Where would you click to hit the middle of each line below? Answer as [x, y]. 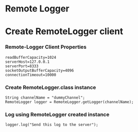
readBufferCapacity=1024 [31, 57]
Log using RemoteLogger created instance [57, 114]
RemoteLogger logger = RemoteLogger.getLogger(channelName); [69, 102]
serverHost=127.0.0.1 [27, 62]
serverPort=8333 [22, 66]
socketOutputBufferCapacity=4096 [40, 70]
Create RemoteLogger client [64, 32]
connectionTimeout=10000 [31, 75]
